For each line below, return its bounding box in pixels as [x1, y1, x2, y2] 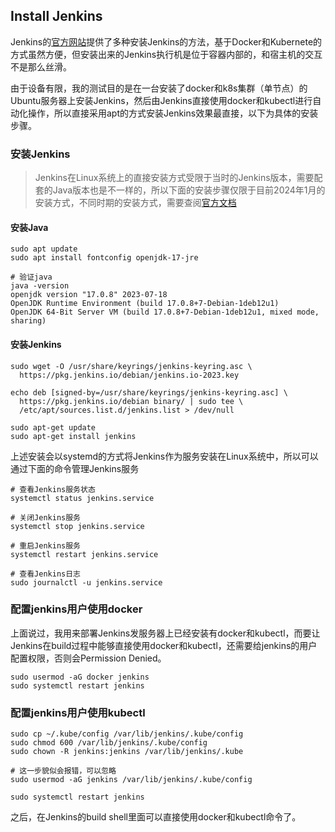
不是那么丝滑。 [10, 60, 72, 73]
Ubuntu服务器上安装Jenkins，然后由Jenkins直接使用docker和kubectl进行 [10, 94, 313, 106]
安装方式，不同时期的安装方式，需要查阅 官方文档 [34, 197, 237, 209]
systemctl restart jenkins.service [10, 549, 159, 559]
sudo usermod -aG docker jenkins [10, 672, 150, 682]
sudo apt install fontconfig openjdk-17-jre [10, 253, 199, 263]
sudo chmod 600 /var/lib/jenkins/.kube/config [10, 738, 208, 748]
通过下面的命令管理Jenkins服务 [10, 462, 140, 474]
